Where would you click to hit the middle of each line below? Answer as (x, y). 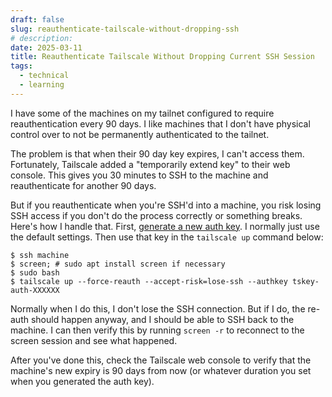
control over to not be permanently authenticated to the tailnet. (140, 134)
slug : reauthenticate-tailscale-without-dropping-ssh (125, 29)
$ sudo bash (35, 272)
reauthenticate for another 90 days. (83, 185)
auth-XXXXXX (35, 290)
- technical (44, 76)
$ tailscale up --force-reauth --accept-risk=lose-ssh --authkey (149, 281)
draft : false (37, 19)
